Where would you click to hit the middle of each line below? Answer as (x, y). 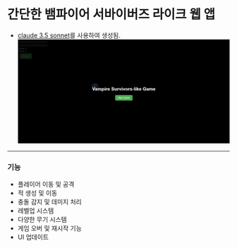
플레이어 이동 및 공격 (46, 184)
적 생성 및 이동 (37, 193)
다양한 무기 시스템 (42, 219)
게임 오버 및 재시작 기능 (50, 228)
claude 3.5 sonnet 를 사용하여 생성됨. (69, 35)
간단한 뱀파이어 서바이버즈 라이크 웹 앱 (111, 14)
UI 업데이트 (33, 237)
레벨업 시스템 (36, 210)
